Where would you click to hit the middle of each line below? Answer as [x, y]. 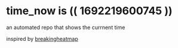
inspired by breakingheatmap [42, 39]
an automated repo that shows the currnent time [66, 27]
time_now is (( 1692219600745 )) [89, 11]
